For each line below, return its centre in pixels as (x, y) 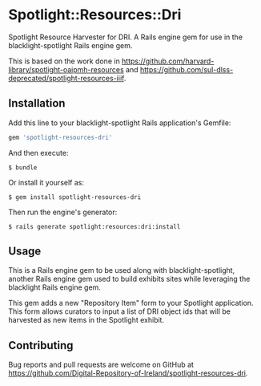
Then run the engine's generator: (63, 212)
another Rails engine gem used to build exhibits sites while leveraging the (129, 279)
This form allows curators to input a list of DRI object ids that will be (119, 311)
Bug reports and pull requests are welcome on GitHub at (101, 365)
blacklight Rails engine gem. (55, 287)
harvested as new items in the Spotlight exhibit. (86, 320)
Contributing (41, 345)
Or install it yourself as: (46, 182)
